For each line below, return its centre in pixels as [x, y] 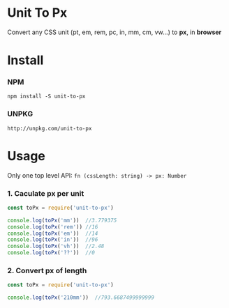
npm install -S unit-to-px [46, 97]
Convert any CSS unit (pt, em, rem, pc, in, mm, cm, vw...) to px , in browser [114, 32]
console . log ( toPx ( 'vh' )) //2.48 [56, 246]
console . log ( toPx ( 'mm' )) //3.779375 [62, 220]
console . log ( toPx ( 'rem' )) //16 [53, 227]
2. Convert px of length [47, 271]
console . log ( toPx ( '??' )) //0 [51, 253]
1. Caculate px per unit [46, 193]
